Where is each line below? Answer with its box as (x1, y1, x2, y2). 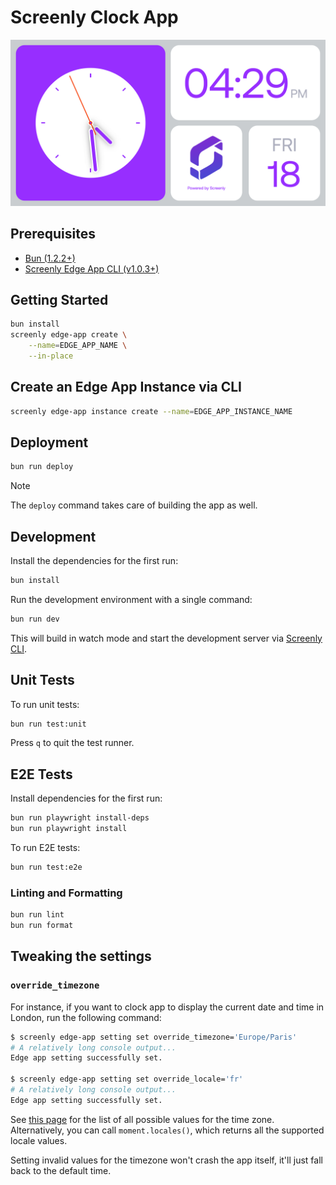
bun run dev (10, 614, 60, 624)
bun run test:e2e (10, 862, 83, 873)
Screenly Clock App (10, 6, 179, 29)
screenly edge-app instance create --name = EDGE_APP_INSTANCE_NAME (10, 406, 293, 416)
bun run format (10, 921, 74, 931)
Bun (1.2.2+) (24, 252, 76, 264)
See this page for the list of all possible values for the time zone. (10, 1113, 275, 1125)
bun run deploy (10, 462, 74, 472)
